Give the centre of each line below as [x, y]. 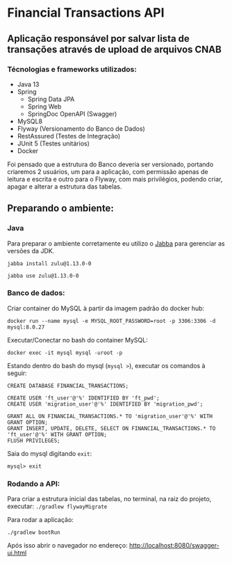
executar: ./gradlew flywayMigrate [57, 507]
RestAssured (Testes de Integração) [69, 136]
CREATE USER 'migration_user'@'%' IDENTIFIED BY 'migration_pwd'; [105, 404]
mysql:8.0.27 [26, 327]
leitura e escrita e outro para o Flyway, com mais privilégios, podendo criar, [115, 179]
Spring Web [44, 106]
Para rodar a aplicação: [41, 520]
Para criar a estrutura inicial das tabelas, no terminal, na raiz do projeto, [109, 499]
